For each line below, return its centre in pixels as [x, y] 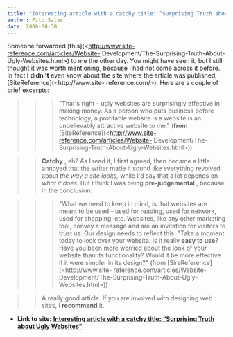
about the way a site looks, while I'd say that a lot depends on [130, 176]
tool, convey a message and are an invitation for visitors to [142, 226]
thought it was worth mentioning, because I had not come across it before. [114, 68]
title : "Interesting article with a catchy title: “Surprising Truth [110, 13]
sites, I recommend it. [73, 306]
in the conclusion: [67, 190]
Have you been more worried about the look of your [133, 248]
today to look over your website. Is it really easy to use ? [138, 241]
